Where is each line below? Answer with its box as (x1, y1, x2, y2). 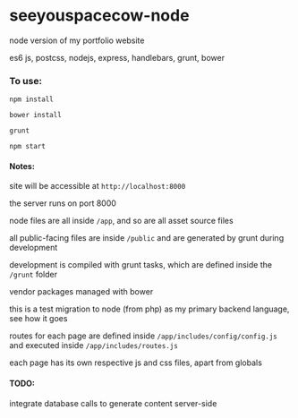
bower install (9, 111, 63, 120)
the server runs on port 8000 (9, 198, 116, 209)
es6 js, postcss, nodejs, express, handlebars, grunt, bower (9, 52, 226, 63)
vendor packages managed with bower (9, 286, 154, 297)
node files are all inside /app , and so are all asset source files (9, 216, 234, 226)
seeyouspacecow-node (9, 5, 190, 26)
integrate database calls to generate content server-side (9, 397, 217, 408)
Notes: (9, 160, 36, 171)
